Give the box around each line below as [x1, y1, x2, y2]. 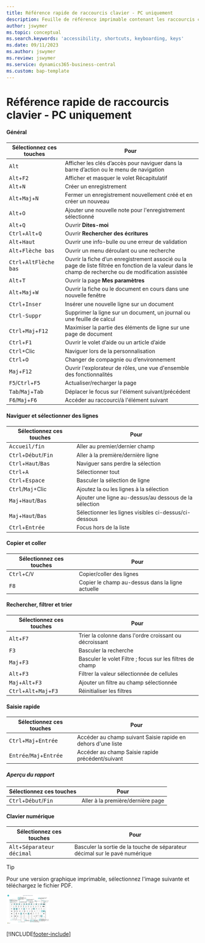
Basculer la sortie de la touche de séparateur [74, 843, 187, 851]
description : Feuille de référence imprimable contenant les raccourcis [6, 16, 195, 23]
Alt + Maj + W [9, 288, 39, 296]
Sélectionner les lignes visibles [76, 509, 154, 516]
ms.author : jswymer [6, 49, 56, 55]
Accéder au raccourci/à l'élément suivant [65, 396, 168, 404]
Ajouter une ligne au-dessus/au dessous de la [76, 494, 193, 501]
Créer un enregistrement [65, 183, 127, 190]
